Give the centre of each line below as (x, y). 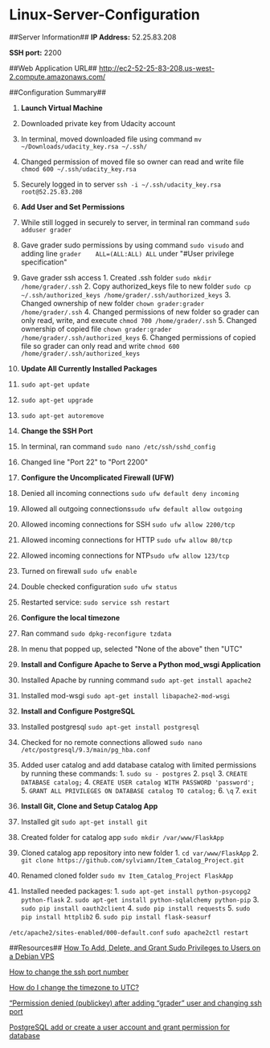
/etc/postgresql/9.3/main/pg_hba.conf (86, 750)
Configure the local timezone (70, 617)
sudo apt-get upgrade (57, 400)
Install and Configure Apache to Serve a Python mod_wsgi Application (141, 664)
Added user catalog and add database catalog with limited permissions (138, 764)
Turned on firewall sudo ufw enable (79, 571)
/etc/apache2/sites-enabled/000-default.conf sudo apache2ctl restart (129, 933)
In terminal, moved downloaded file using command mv (111, 139)
